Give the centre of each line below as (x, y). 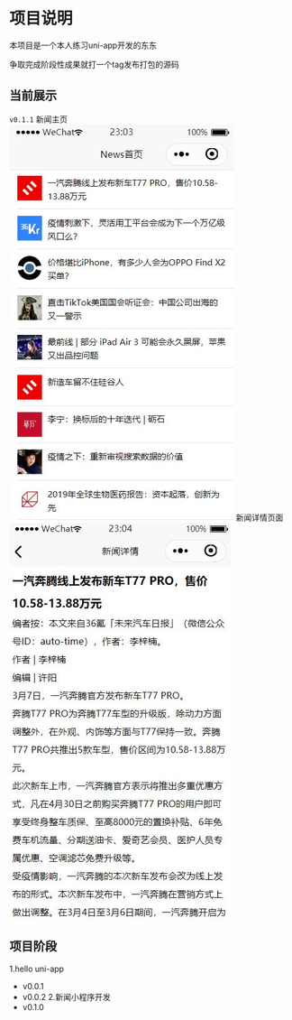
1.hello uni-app (37, 969)
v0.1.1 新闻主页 (38, 119)
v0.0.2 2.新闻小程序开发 (66, 997)
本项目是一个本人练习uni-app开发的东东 (83, 45)
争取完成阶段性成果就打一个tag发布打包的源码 (95, 64)
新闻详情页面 (260, 517)
